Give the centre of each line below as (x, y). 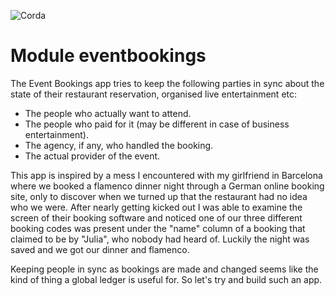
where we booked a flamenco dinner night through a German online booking (167, 186)
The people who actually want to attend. (108, 113)
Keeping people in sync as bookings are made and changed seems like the (164, 269)
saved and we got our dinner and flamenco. (100, 249)
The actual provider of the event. (92, 156)
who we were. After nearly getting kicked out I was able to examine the (156, 207)
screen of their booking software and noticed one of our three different (156, 217)
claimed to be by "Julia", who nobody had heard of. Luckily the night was (160, 239)
